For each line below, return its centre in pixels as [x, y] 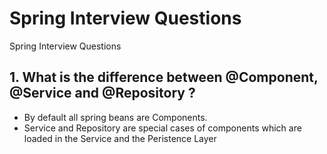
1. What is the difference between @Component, [164, 77]
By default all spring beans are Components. [115, 117]
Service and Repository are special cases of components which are [162, 128]
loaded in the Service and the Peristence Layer [120, 138]
